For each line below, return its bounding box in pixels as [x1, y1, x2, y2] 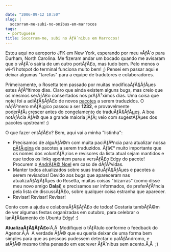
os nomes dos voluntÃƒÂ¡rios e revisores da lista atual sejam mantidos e [12, 151, 164, 156]
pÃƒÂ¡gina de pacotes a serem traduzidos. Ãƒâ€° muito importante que [12, 145, 162, 151]
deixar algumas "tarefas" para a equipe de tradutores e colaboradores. [5, 72, 154, 77]
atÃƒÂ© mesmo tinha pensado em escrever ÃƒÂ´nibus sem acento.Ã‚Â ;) [5, 241, 159, 247]
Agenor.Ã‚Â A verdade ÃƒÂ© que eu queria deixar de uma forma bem [5, 230, 152, 236]
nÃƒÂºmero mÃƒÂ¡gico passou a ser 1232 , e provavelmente [5, 103, 130, 109]
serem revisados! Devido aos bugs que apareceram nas [12, 172, 130, 178]
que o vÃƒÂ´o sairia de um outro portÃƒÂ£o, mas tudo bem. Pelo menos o [5, 61, 159, 67]
